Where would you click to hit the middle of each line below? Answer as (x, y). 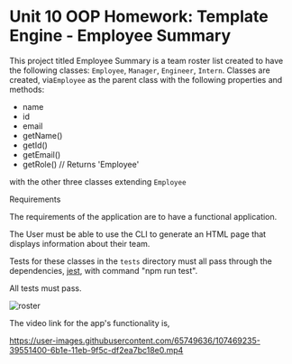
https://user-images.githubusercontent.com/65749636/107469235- (135, 341)
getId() (35, 145)
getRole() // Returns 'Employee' (81, 164)
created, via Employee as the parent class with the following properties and (146, 79)
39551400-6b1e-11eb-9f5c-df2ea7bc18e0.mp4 (96, 350)
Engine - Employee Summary (120, 36)
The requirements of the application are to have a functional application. (143, 216)
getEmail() (41, 154)
